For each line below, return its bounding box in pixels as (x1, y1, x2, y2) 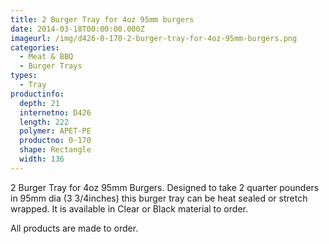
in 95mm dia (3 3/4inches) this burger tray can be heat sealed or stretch (10, 192, 308, 204)
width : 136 (19, 154, 65, 164)
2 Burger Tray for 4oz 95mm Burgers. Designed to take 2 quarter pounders (10, 181, 320, 193)
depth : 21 (19, 98, 60, 108)
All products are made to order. (10, 222, 139, 234)
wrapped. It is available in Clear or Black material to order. (10, 202, 248, 215)
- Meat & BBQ (19, 52, 74, 62)
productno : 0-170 (19, 136, 92, 146)
